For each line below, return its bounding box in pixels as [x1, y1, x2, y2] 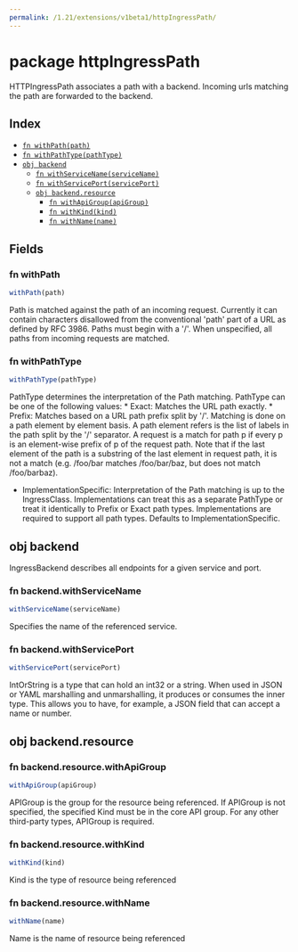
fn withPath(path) [21, 142, 91, 151]
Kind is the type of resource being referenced [9, 874, 177, 885]
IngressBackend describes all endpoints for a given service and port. [9, 562, 262, 573]
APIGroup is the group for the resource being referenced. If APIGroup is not [9, 797, 286, 808]
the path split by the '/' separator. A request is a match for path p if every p [9, 430, 283, 440]
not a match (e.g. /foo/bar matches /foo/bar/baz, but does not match [9, 458, 261, 469]
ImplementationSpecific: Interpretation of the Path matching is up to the [21, 485, 285, 496]
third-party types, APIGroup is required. [9, 816, 155, 826]
